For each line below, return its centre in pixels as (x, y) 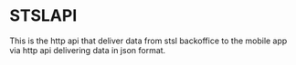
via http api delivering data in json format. (88, 50)
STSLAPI (43, 16)
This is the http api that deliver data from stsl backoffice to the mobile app (148, 41)
